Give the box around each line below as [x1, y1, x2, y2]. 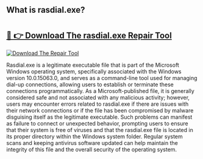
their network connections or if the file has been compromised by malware [6, 107, 194, 114]
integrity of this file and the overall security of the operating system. [6, 146, 177, 153]
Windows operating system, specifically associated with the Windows [6, 68, 182, 75]
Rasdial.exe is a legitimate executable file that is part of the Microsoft [6, 61, 180, 68]
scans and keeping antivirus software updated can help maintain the [6, 139, 178, 146]
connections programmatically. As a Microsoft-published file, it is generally [6, 87, 194, 94]
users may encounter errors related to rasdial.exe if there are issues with [6, 100, 189, 108]
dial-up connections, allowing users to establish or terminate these [6, 81, 174, 88]
